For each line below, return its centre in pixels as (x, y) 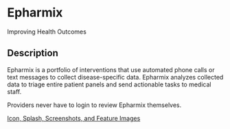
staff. (14, 91)
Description (33, 53)
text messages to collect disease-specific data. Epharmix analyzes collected (115, 77)
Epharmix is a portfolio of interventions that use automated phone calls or (111, 69)
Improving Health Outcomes (47, 32)
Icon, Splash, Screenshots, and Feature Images (74, 118)
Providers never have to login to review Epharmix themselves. (94, 105)
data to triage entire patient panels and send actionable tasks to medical (109, 84)
